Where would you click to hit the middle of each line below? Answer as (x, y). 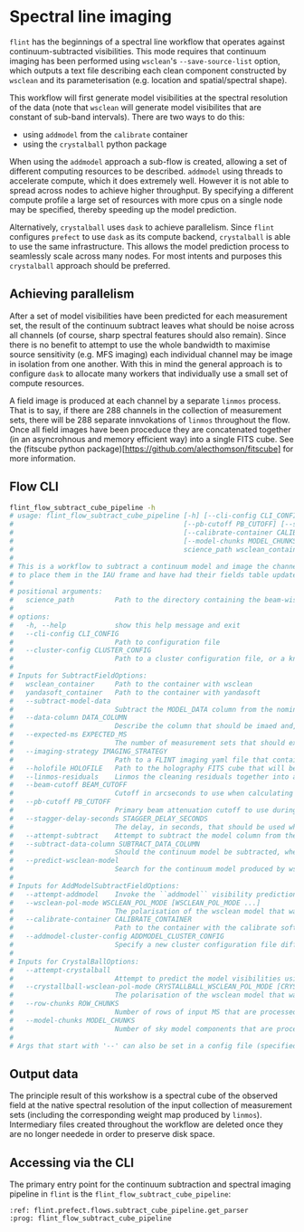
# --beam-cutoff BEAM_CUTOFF (68, 785)
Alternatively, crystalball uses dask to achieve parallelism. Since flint (142, 227)
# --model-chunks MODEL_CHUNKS (72, 1020)
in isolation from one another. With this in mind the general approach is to (146, 364)
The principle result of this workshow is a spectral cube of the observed (143, 1095)
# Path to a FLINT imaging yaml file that (139, 760)
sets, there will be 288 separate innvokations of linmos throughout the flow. (150, 420)
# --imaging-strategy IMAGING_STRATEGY (89, 751)
